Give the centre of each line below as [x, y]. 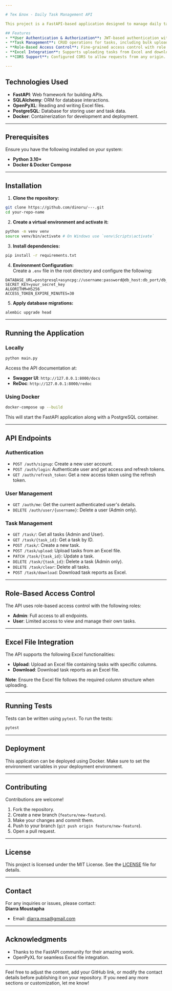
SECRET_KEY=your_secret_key [35, 284]
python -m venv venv [27, 231]
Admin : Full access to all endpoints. [50, 616]
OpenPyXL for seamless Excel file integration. [61, 957]
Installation [24, 186]
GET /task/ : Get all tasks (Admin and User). [58, 534]
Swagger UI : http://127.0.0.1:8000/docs [57, 378]
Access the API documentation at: [41, 368]
